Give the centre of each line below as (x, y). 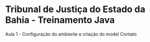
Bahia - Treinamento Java (60, 20)
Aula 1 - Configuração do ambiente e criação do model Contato (71, 34)
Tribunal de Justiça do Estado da (75, 9)
